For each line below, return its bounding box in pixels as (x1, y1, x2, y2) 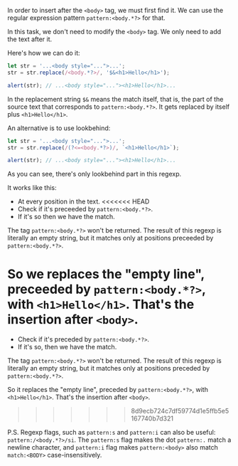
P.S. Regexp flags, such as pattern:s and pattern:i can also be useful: (7, 428, 216, 437)
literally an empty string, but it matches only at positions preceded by (7, 364, 210, 373)
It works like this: (7, 184, 57, 192)
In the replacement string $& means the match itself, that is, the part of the (7, 95, 224, 103)
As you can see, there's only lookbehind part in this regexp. (7, 170, 182, 179)
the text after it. (7, 35, 53, 43)
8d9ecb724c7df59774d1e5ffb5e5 (131, 407, 229, 415)
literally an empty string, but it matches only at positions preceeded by (7, 234, 214, 243)
